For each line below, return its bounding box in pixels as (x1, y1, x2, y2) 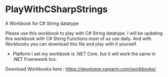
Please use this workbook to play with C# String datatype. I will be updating (5, 30, 163, 36)
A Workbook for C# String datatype (5, 20, 79, 26)
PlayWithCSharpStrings (5, 4, 108, 15)
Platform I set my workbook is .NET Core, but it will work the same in (12, 51, 156, 57)
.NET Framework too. (12, 56, 57, 62)
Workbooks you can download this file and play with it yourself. (5, 41, 138, 47)
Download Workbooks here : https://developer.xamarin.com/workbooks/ (5, 66, 156, 72)
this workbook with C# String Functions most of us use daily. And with (5, 35, 152, 42)
